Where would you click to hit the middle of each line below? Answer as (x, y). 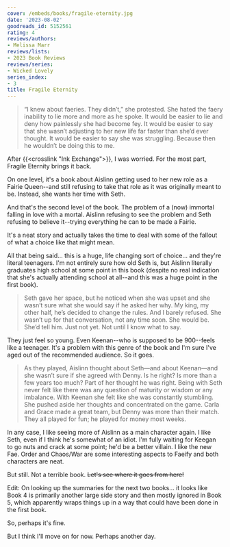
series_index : (27, 77)
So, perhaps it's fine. (37, 523)
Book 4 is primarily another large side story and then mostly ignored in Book (114, 495)
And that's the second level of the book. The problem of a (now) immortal (111, 207)
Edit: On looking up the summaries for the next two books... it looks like (107, 488)
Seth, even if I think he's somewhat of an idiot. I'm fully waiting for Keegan (112, 440)
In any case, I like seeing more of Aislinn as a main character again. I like (109, 433)
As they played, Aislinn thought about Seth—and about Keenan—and (121, 368)
